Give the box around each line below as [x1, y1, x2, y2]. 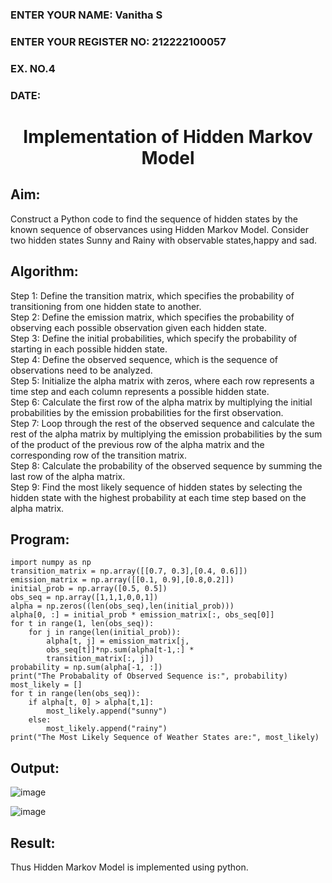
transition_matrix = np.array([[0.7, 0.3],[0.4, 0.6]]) [10, 566, 248, 577]
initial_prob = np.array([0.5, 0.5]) [10, 584, 168, 594]
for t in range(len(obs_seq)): [10, 689, 141, 699]
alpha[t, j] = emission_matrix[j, [46, 636, 190, 647]
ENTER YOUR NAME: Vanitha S [10, 8, 163, 22]
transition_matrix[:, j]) [46, 654, 155, 664]
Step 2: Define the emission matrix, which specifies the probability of [10, 311, 295, 323]
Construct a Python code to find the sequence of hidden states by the [10, 213, 298, 225]
